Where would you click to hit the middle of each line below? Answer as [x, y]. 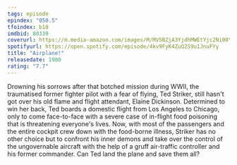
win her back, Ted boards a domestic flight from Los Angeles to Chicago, [114, 109]
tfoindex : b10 [28, 27]
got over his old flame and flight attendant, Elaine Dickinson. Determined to [116, 101]
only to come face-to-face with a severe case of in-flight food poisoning [112, 116]
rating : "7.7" [28, 66]
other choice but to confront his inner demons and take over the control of [115, 139]
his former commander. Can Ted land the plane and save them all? [103, 154]
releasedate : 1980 [34, 60]
